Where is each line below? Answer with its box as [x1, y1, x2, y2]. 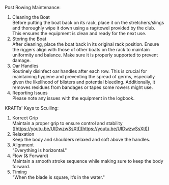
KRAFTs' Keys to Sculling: [5, 105, 59, 111]
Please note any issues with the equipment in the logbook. [12, 95, 135, 101]
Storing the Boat [12, 36, 47, 42]
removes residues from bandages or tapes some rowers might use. [12, 84, 153, 90]
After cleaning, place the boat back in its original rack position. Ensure [12, 41, 159, 47]
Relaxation [12, 131, 35, 137]
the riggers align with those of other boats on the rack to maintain [12, 47, 150, 52]
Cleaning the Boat [12, 14, 50, 20]
